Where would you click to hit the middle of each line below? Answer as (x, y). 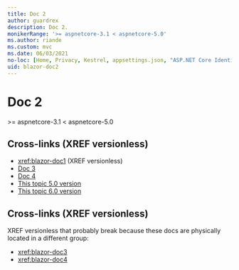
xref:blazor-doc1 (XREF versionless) (70, 161)
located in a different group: (48, 238)
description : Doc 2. (38, 27)
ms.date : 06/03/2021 (38, 54)
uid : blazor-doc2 (33, 67)
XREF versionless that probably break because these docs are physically (114, 231)
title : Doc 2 (27, 14)
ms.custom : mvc (30, 47)
